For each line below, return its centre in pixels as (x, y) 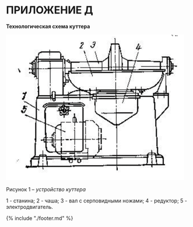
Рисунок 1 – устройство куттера (46, 189)
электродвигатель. (30, 207)
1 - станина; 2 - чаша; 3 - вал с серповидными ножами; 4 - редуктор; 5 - (97, 200)
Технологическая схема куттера (48, 26)
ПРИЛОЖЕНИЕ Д (50, 10)
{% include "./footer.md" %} (40, 218)
